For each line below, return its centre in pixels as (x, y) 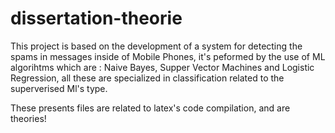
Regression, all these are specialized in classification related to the (147, 78)
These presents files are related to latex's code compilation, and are (150, 108)
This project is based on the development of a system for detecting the (156, 46)
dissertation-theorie (96, 18)
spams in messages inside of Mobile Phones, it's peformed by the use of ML (168, 56)
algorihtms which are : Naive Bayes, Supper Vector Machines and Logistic (162, 67)
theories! (28, 118)
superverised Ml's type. (59, 88)
